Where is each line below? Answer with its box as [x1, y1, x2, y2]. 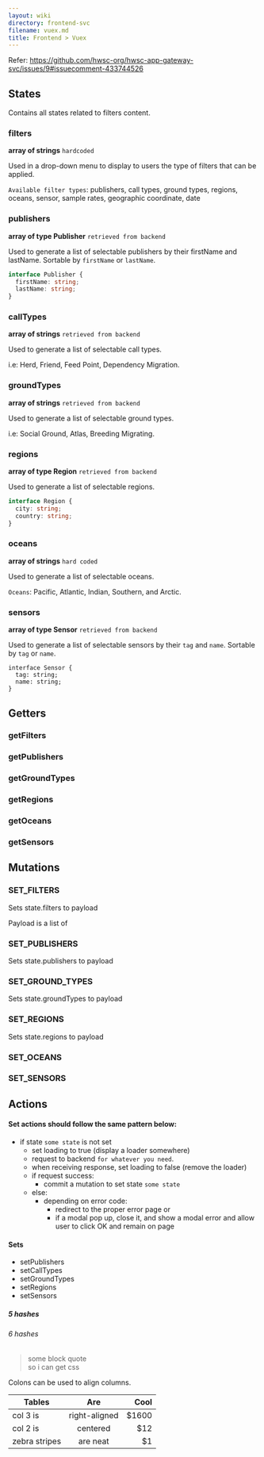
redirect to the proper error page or [55, 1205, 170, 1214]
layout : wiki [8, 11, 52, 20]
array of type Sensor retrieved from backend [8, 625, 158, 635]
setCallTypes [19, 1266, 63, 1275]
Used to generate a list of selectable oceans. [8, 571, 155, 581]
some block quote [27, 1354, 87, 1363]
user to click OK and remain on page [55, 1221, 174, 1231]
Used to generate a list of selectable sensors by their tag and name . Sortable [8, 640, 255, 650]
